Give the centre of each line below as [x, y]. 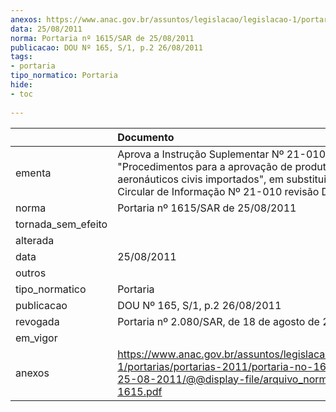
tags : [21, 57]
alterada [35, 240]
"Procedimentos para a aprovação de [205, 166]
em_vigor [36, 338]
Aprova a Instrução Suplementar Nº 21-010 [222, 154]
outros [31, 273]
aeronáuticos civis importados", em [201, 179]
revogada [37, 321]
